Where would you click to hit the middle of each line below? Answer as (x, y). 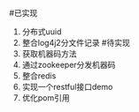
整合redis (39, 76)
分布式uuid (42, 32)
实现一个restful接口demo (67, 87)
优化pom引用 (46, 98)
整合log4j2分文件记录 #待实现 (76, 43)
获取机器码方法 (49, 54)
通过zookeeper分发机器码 (69, 65)
